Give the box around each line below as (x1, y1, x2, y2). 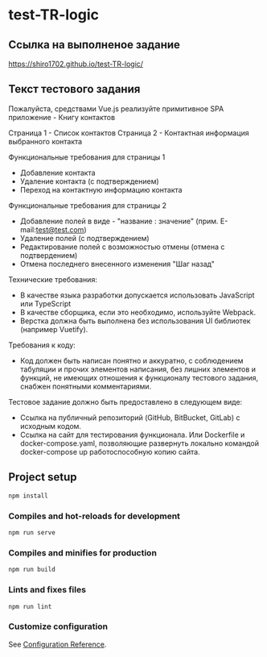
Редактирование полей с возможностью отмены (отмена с (19, 242, 225, 252)
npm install (8, 492, 48, 500)
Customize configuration (8, 621, 109, 632)
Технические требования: (8, 274, 98, 284)
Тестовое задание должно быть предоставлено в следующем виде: (8, 397, 243, 406)
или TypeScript (19, 298, 72, 308)
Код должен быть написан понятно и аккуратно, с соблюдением (19, 356, 244, 365)
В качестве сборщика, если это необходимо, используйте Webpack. (19, 307, 257, 317)
